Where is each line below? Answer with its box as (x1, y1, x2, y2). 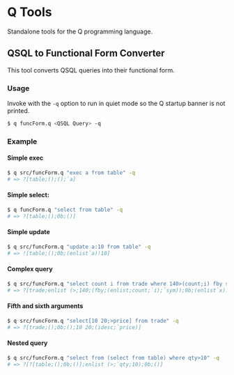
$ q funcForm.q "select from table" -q (7, 206, 123, 213)
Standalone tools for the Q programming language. (7, 27, 153, 36)
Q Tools (7, 4, 52, 20)
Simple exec (7, 154, 44, 162)
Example (7, 137, 38, 146)
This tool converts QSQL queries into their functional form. (7, 66, 175, 74)
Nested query (7, 339, 48, 347)
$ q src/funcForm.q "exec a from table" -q (7, 169, 136, 176)
